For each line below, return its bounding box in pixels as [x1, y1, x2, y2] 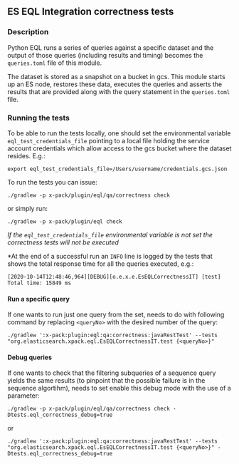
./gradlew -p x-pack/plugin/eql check [7, 217, 122, 225]
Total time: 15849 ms [7, 279, 72, 287]
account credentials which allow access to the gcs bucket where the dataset [7, 144, 232, 153]
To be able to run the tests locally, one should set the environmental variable [7, 128, 231, 138]
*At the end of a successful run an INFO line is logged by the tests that [7, 252, 213, 260]
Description [7, 27, 49, 37]
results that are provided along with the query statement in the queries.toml [7, 87, 230, 96]
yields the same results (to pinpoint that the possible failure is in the [7, 376, 206, 385]
